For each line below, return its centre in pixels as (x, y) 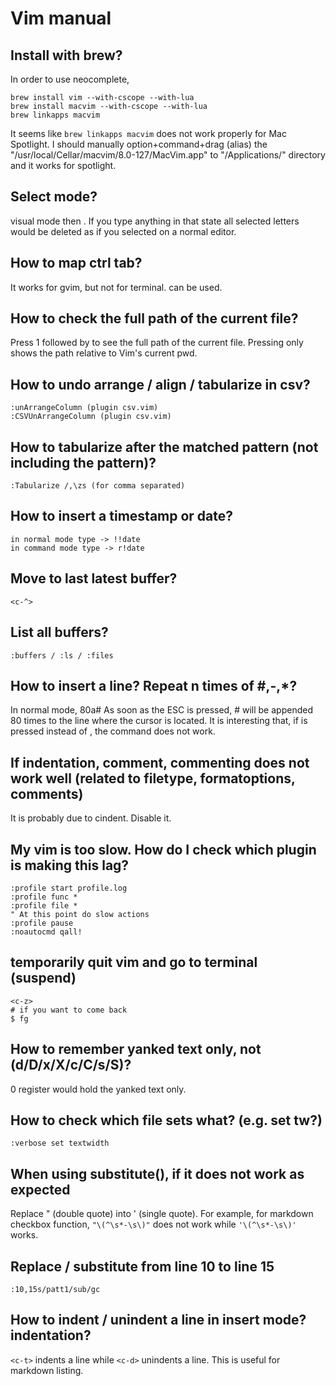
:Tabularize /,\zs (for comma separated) (98, 486)
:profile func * (44, 897)
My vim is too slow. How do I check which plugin (163, 849)
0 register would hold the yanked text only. (98, 1089)
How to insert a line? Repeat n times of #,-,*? (154, 685)
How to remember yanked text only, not (136, 1049)
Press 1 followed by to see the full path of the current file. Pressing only (157, 343)
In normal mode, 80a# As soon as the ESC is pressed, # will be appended (161, 710)
